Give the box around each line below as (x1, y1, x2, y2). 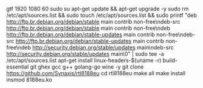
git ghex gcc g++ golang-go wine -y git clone (30, 63, 144, 70)
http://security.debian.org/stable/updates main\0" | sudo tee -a (6, 50, 164, 57)
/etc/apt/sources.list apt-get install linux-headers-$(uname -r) (6, 57, 162, 64)
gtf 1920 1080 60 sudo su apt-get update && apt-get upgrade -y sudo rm (6, 5, 189, 12)
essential (6, 63, 29, 70)
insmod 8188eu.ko (6, 76, 53, 83)
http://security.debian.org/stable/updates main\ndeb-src (32, 44, 174, 51)
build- (162, 57, 178, 64)
